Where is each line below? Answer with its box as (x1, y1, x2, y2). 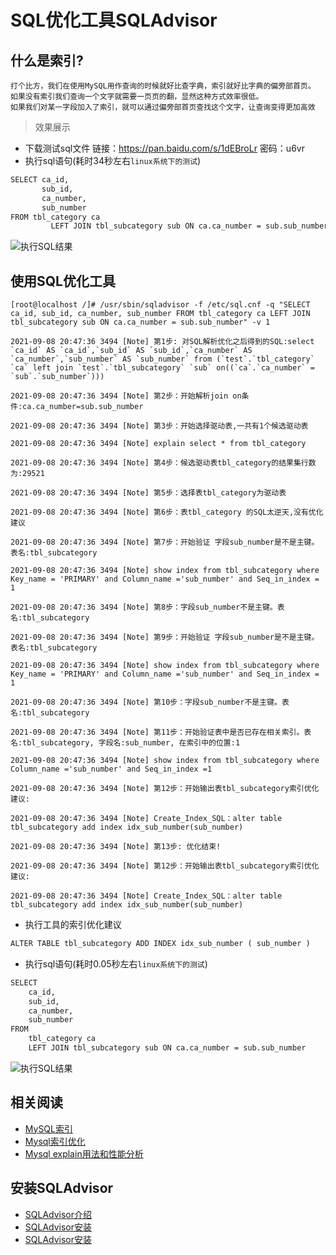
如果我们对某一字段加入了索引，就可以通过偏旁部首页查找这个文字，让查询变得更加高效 (10, 102, 316, 112)
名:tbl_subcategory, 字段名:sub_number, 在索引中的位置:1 (10, 738, 241, 748)
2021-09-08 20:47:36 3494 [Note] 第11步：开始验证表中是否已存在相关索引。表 (10, 727, 312, 738)
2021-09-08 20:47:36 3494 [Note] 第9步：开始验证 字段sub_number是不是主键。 (10, 632, 320, 643)
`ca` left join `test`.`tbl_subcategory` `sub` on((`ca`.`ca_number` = (10, 363, 315, 373)
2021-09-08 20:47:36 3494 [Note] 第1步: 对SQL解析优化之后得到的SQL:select (10, 337, 315, 347)
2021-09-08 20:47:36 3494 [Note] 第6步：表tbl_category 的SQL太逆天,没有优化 (10, 507, 324, 518)
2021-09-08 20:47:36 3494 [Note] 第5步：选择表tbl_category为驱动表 (10, 488, 287, 498)
